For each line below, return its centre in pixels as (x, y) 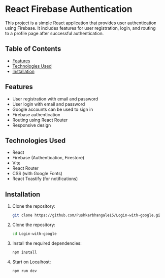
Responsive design (32, 125)
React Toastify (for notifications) (45, 179)
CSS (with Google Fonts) (37, 174)
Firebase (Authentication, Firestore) (48, 158)
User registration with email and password (55, 99)
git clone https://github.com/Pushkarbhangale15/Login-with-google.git (87, 215)
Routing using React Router (40, 120)
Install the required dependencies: (47, 243)
